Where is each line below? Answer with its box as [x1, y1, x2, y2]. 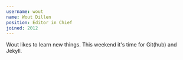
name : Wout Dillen [6, 14, 51, 20]
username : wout [6, 8, 44, 15]
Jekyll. [6, 48, 22, 55]
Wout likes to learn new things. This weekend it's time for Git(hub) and [6, 41, 177, 48]
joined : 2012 [6, 25, 38, 31]
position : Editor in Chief [6, 19, 73, 25]
